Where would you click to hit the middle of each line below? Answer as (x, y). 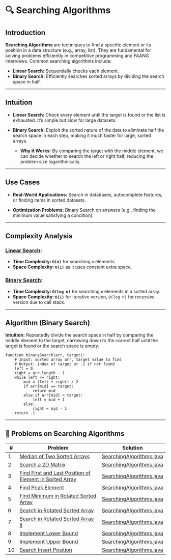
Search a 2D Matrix (43, 465)
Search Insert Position (46, 550)
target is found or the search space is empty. (52, 346)
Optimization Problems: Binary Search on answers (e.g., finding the (84, 210)
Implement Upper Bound (49, 542)
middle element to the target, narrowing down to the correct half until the (82, 341)
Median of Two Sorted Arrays (55, 457)
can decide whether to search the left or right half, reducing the (87, 156)
